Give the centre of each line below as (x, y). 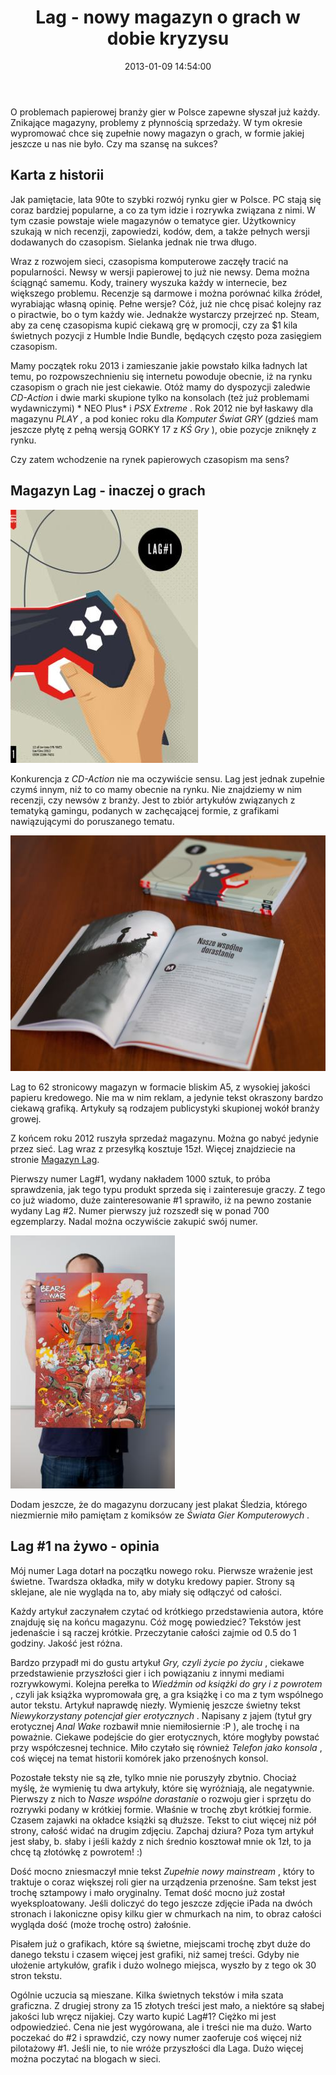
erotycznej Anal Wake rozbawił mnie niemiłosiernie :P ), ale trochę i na (155, 1726)
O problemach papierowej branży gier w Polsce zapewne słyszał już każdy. (165, 112)
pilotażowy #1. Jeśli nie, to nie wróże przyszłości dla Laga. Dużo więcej (157, 2048)
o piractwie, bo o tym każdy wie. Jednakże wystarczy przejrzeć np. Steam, (165, 314)
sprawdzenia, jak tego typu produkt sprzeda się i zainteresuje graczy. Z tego (168, 1189)
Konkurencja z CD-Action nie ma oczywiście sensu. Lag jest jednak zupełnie (167, 778)
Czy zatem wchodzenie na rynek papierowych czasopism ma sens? (150, 459)
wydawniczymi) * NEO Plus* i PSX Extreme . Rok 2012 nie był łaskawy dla (162, 408)
